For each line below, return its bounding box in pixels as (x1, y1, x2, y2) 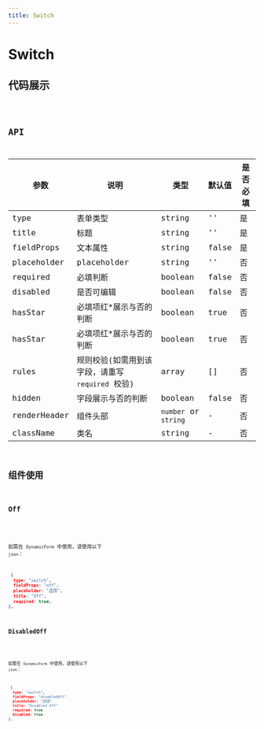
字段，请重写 (76, 367, 124, 378)
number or (160, 406, 200, 417)
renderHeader (12, 410, 69, 421)
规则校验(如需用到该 (76, 355, 153, 366)
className (12, 427, 55, 438)
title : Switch (8, 11, 55, 20)
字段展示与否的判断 (76, 394, 148, 404)
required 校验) (76, 379, 135, 390)
